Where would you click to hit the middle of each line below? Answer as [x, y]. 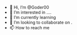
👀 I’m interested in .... [30, 12]
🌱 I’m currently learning [33, 17]
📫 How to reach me [29, 28]
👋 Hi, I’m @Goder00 [29, 7]
